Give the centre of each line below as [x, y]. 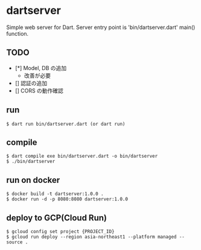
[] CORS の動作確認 [39, 91]
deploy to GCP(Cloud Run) [57, 218]
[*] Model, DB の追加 [41, 68]
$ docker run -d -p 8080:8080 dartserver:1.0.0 [67, 199]
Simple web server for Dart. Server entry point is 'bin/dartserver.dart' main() [101, 27]
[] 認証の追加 [31, 83]
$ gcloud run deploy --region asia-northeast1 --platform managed [91, 237]
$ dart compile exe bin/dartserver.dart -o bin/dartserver [82, 156]
